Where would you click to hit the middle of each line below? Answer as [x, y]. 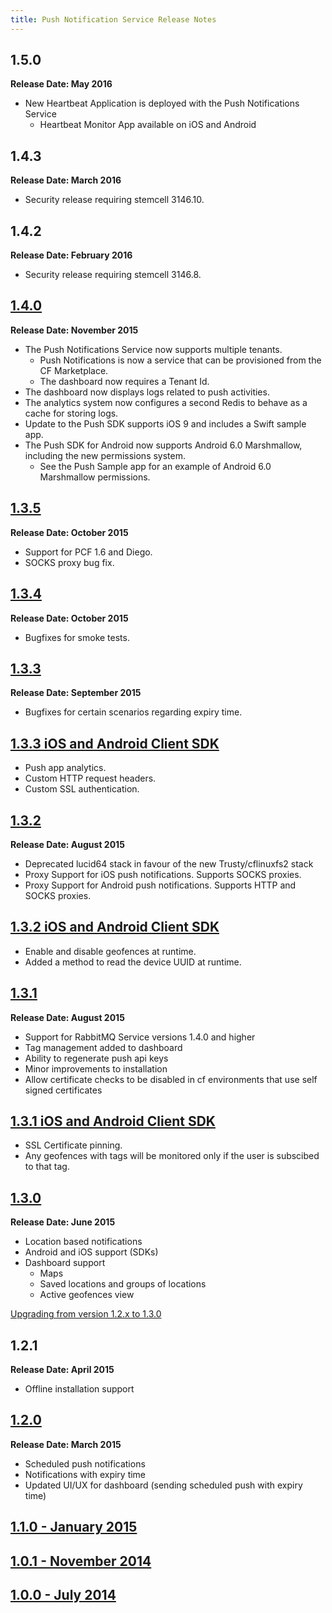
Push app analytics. [65, 768]
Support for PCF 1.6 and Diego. [88, 552]
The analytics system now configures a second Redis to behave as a [166, 402]
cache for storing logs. [71, 413]
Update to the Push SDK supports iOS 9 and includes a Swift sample [165, 423]
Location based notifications [83, 1242]
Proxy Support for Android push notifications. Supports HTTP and [160, 885]
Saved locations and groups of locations [123, 1284]
